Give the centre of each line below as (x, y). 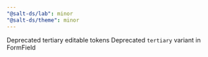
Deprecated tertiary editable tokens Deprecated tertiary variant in (104, 40)
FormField (21, 47)
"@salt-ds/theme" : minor (43, 20)
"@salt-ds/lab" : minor (40, 14)
